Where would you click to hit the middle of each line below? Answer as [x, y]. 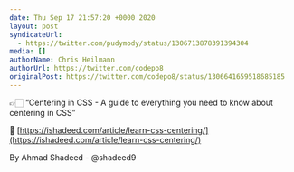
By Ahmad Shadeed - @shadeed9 [73, 157]
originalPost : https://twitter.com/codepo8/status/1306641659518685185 [147, 77]
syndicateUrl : [36, 34]
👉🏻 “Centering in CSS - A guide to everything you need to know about [142, 102]
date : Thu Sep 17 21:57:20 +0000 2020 [82, 18]
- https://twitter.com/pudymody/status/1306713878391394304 [133, 43]
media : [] [28, 52]
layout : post [34, 26]
